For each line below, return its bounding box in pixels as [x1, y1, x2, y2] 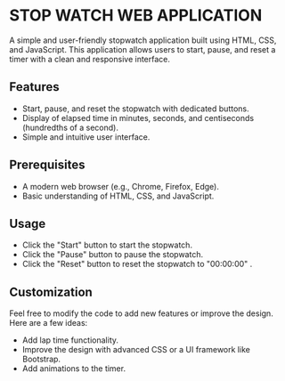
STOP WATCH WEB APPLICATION [9, 5, 263, 26]
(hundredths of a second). [21, 122, 118, 133]
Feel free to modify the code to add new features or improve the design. [9, 308, 273, 319]
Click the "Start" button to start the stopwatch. [21, 239, 193, 250]
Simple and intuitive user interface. [21, 131, 151, 142]
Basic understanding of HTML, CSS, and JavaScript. [21, 190, 215, 201]
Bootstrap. [21, 353, 61, 365]
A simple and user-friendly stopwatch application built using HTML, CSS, [9, 35, 277, 45]
